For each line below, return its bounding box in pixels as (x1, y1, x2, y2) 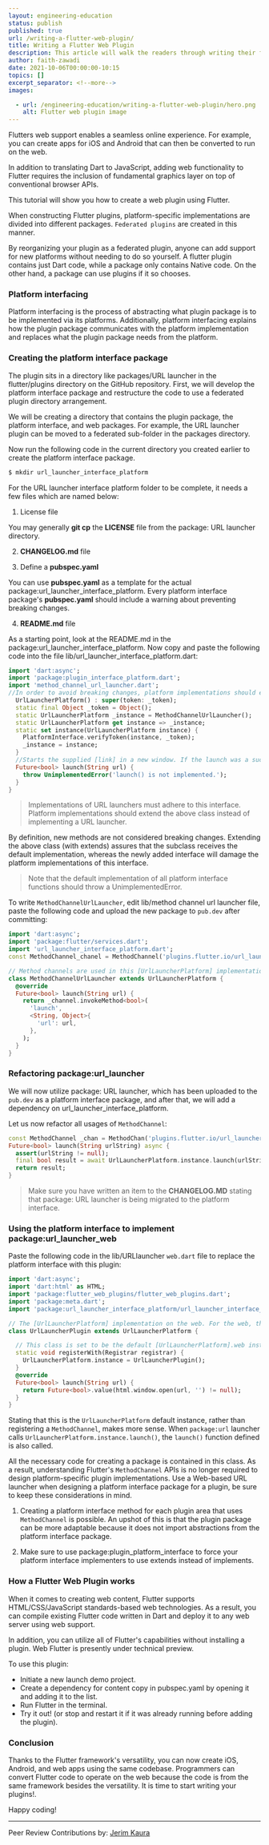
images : (8, 86, 34, 95)
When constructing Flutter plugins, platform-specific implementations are (8, 211, 251, 220)
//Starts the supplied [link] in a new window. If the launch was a (15, 756, 249, 764)
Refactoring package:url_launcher (8, 1068, 145, 1079)
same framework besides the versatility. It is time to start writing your (8, 1780, 237, 1791)
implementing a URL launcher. (27, 817, 127, 827)
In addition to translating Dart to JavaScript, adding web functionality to (8, 163, 244, 172)
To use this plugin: (8, 1659, 70, 1669)
